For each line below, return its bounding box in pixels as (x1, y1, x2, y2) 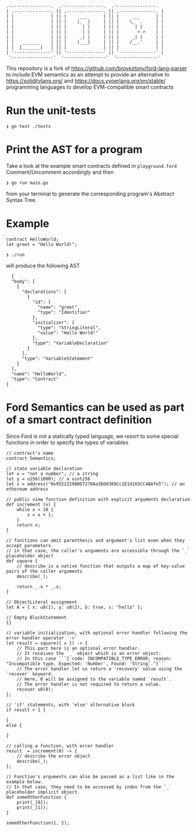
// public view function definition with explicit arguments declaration (6, 496, 191, 502)
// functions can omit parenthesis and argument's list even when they (6, 538, 185, 543)
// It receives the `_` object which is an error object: (16, 650, 161, 656)
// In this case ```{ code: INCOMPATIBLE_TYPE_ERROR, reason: (16, 656, 172, 661)
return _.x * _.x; (16, 583, 62, 590)
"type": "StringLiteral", (37, 325, 101, 330)
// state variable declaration (6, 465, 83, 471)
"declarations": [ (21, 289, 67, 295)
